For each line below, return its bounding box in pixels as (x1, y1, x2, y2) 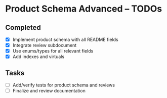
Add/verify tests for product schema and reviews (12, 82, 115, 88)
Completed (5, 23, 41, 32)
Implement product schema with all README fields (12, 36, 118, 42)
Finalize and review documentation (12, 88, 86, 94)
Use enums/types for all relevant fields (12, 48, 94, 54)
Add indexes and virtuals (12, 54, 65, 60)
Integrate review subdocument (12, 42, 77, 48)
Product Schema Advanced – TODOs (5, 3, 162, 15)
